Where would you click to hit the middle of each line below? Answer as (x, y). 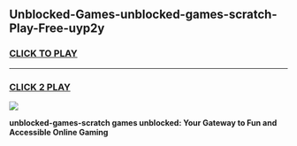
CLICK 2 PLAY (40, 87)
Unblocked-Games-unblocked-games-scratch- (143, 15)
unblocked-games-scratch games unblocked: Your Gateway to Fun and (143, 122)
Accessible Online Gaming (59, 132)
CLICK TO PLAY (43, 54)
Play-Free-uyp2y (57, 29)
